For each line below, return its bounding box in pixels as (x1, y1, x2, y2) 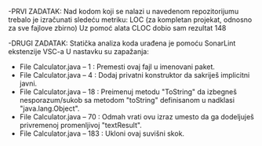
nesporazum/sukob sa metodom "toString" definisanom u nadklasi (19, 96, 235, 104)
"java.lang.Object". (19, 104, 80, 113)
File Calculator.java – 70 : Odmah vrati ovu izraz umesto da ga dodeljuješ (19, 112, 255, 121)
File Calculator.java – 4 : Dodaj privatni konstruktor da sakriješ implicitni (19, 71, 250, 79)
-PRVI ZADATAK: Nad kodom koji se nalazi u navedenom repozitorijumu (8, 7, 239, 16)
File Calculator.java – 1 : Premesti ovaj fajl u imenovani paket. (19, 62, 216, 71)
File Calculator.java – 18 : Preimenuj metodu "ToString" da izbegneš (19, 87, 238, 97)
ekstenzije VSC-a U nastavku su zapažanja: (8, 47, 149, 56)
